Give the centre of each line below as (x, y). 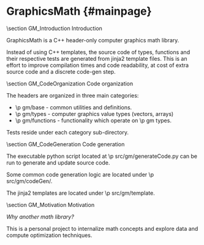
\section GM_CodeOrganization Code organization (70, 84)
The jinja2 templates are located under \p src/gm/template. (81, 193)
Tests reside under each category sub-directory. (68, 132)
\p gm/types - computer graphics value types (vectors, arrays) (94, 114)
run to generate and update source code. (58, 162)
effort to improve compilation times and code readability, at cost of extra (97, 65)
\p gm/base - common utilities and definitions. (74, 107)
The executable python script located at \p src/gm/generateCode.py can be (102, 156)
